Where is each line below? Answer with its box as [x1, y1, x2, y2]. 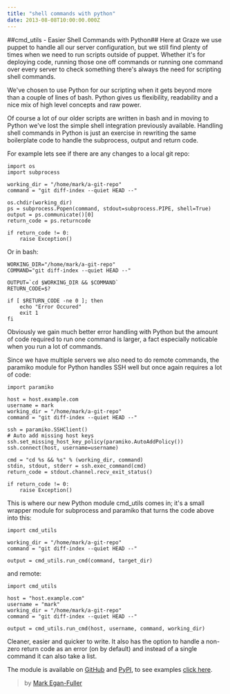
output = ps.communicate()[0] [7, 211, 95, 218]
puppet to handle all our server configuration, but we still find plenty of [7, 43, 209, 51]
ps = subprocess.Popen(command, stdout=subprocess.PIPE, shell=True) [7, 205, 212, 212]
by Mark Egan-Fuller [23, 679, 83, 687]
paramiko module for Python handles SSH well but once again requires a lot [7, 363, 222, 371]
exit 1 [19, 309, 39, 316]
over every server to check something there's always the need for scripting [7, 65, 222, 73]
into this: [7, 513, 32, 522]
